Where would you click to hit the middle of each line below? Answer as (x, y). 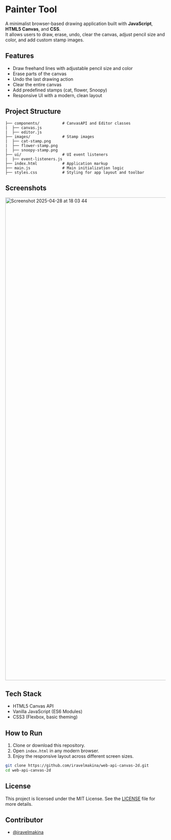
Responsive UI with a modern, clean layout (58, 95)
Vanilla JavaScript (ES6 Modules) (48, 712)
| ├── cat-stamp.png (28, 141)
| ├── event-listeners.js (34, 159)
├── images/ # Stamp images (50, 136)
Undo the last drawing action (43, 79)
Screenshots (26, 188)
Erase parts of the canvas (40, 74)
